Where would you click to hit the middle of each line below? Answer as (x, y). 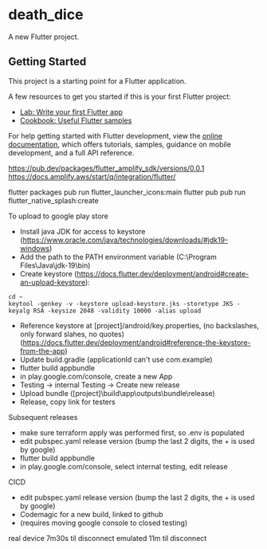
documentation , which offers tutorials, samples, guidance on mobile (120, 144)
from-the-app (42, 351)
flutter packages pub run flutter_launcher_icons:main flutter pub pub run (127, 192)
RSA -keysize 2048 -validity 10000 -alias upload (117, 311)
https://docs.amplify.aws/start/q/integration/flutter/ (92, 176)
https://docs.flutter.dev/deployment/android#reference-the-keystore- (137, 342)
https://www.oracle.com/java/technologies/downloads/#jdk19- (126, 240)
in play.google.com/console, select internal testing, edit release (124, 466)
